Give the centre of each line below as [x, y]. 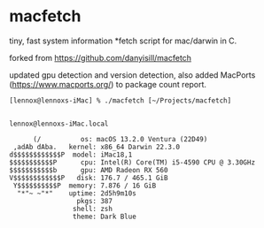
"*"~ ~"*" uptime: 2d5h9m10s [77, 193]
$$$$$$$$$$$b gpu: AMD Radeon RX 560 [89, 170]
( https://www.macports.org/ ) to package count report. [108, 84]
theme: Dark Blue [105, 217]
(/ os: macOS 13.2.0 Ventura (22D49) [120, 139]
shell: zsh [93, 209]
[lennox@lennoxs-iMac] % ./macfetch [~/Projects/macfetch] [120, 100]
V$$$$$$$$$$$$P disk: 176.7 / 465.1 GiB [89, 178]
